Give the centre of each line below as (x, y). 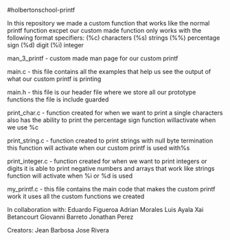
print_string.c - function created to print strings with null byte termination (110, 141)
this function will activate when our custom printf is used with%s (99, 148)
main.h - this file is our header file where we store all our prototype (102, 92)
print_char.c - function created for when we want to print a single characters (115, 113)
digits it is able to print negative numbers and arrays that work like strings (111, 168)
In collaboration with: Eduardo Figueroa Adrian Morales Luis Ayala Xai (105, 209)
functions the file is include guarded (58, 99)
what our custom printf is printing (54, 79)
